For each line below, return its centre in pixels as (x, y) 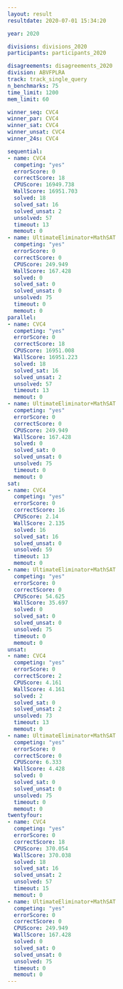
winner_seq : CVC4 (33, 112)
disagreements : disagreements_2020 (60, 66)
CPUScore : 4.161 (38, 683)
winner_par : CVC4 (33, 119)
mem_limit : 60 (28, 99)
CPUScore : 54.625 (39, 596)
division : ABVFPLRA (36, 73)
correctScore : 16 (39, 510)
